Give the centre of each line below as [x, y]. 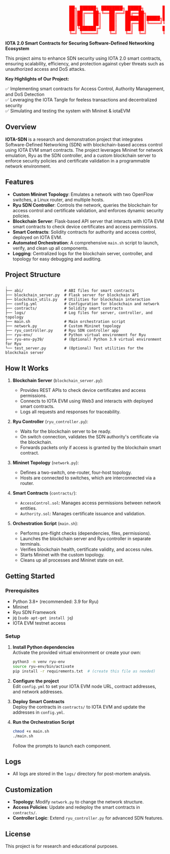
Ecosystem [17, 48]
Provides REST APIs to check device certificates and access [83, 390]
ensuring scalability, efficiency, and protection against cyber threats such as [85, 64]
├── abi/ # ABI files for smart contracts [70, 291]
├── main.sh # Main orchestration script [65, 322]
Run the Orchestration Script [43, 722]
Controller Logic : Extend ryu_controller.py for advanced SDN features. [88, 818]
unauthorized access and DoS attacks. [46, 69]
